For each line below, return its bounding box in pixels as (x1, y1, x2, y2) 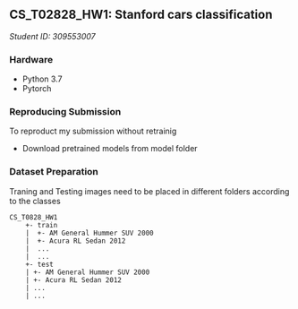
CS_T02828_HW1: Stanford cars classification (9, 7, 273, 22)
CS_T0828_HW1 (9, 212, 58, 222)
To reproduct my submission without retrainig (9, 125, 177, 137)
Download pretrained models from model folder (21, 143, 199, 154)
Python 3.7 (21, 73, 63, 84)
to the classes (9, 195, 61, 206)
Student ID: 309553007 (9, 30, 96, 41)
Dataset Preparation (9, 166, 98, 178)
